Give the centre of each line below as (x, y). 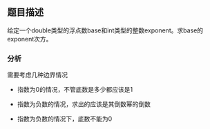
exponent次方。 (30, 39)
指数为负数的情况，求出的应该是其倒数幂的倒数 (84, 104)
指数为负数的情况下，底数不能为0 (65, 119)
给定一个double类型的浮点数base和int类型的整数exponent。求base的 (105, 30)
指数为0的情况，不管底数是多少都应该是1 (75, 90)
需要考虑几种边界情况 (37, 75)
